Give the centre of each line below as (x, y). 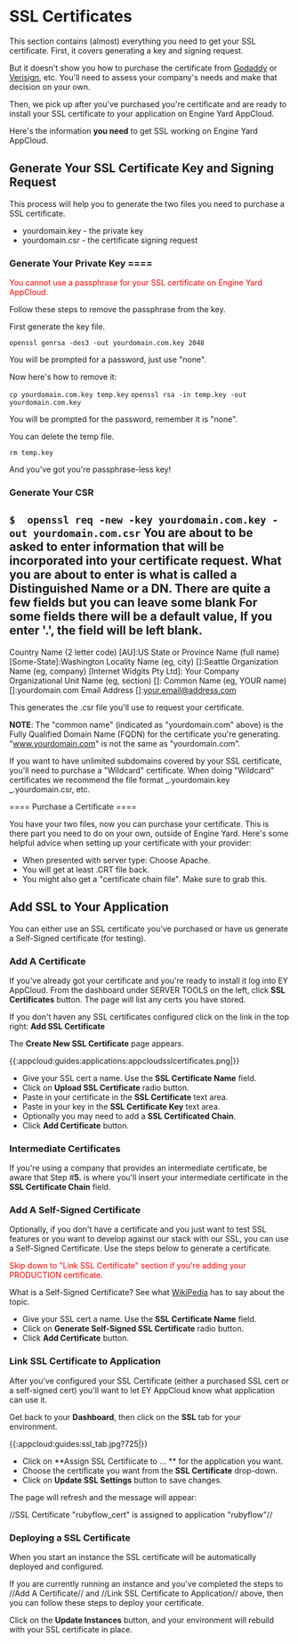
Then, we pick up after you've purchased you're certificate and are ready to (148, 103)
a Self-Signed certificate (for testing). (78, 938)
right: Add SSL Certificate (57, 1026)
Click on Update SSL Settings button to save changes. (122, 1480)
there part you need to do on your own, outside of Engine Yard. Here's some (149, 833)
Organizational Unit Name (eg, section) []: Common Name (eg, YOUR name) (148, 681)
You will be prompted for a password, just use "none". (108, 359)
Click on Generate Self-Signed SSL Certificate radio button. (133, 1329)
